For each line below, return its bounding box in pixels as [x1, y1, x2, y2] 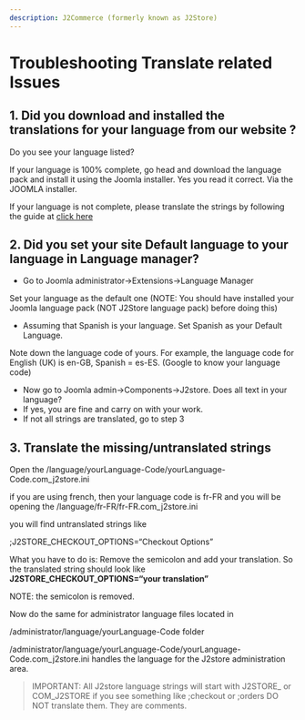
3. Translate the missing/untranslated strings [9, 440, 271, 455]
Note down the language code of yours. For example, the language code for [9, 348, 294, 359]
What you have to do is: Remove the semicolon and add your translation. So [9, 554, 293, 565]
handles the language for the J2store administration [91, 654, 286, 664]
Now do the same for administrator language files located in [9, 609, 234, 620]
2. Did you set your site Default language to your [9, 238, 289, 253]
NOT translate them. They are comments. [31, 700, 188, 711]
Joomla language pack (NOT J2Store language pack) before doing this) [9, 302, 278, 314]
